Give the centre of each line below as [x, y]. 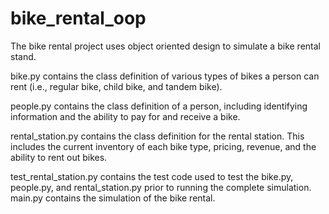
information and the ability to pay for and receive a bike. [125, 116]
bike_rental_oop [78, 18]
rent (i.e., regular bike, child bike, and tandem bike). [116, 86]
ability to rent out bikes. [59, 157]
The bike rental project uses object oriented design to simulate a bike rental [165, 46]
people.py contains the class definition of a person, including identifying [159, 106]
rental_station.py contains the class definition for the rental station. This [157, 136]
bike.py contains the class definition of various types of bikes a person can [165, 76]
